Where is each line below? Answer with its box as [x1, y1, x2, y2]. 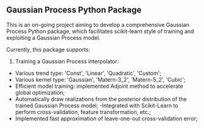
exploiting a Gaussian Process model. [6, 34, 100, 41]
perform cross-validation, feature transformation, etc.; [15, 108, 151, 115]
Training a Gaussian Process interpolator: [15, 57, 119, 65]
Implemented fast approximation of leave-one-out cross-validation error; [15, 115, 198, 122]
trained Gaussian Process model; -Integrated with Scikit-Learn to [15, 102, 178, 109]
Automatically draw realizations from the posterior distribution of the [15, 95, 187, 102]
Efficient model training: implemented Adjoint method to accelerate [15, 82, 184, 90]
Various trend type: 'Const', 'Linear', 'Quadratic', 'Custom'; [15, 69, 161, 77]
